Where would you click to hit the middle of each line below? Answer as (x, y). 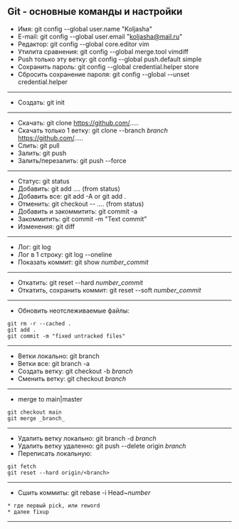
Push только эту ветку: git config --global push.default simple (110, 59)
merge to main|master (50, 399)
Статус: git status (43, 181)
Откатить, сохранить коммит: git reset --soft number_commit (109, 290)
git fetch (22, 466)
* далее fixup (28, 512)
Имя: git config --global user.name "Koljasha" (85, 28)
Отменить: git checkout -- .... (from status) (81, 204)
